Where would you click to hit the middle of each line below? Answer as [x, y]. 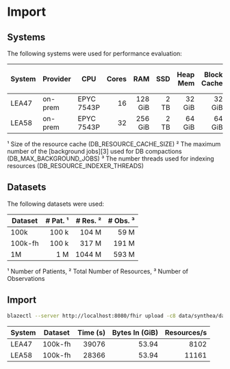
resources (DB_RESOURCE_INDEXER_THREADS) [76, 166]
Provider [56, 79]
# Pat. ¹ [57, 221]
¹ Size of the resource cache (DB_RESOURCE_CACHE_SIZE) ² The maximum [114, 144]
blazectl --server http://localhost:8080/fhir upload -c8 [91, 316]
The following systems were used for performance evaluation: [95, 53]
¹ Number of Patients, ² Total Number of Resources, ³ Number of [98, 271]
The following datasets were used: [56, 204]
